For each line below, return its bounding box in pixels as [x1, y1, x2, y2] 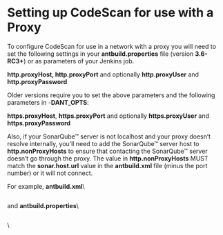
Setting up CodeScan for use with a [7, 5, 214, 21]
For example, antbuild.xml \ [7, 182, 85, 190]
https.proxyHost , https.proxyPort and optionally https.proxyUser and [7, 112, 209, 120]
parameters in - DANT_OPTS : [7, 98, 90, 106]
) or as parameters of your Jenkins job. [23, 57, 135, 65]
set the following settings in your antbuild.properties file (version [7, 50, 194, 58]
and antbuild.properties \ [7, 201, 79, 210]
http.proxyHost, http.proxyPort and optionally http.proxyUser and [7, 70, 199, 79]
